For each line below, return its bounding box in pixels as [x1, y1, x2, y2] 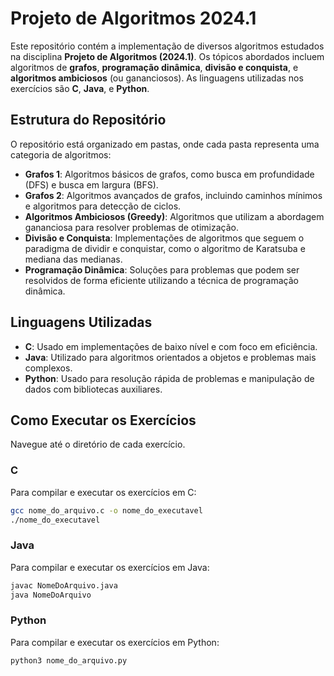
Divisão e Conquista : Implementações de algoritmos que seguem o [24, 232, 305, 244]
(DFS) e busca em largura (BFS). [24, 178, 159, 191]
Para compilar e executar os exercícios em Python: [10, 636, 220, 648]
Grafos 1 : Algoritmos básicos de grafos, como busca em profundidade [24, 168, 315, 180]
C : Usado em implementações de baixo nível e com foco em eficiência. [24, 340, 318, 352]
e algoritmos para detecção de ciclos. [24, 200, 182, 212]
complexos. [24, 362, 73, 374]
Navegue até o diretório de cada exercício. [10, 438, 186, 451]
